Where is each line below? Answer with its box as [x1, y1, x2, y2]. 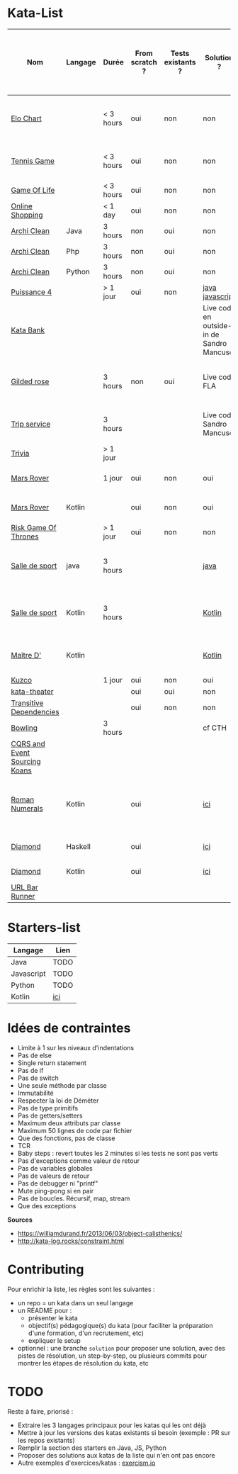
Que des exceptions [17, 1201, 76, 1210]
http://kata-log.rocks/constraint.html [17, 1237, 124, 1245]
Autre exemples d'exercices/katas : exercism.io [17, 1458, 156, 1467]
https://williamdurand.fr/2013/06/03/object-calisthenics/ [17, 1229, 183, 1237]
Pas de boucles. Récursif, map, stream [17, 1194, 130, 1203]
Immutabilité [17, 1088, 55, 1097]
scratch [130, 57, 157, 67]
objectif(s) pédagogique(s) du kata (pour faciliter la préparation [28, 1321, 213, 1329]
